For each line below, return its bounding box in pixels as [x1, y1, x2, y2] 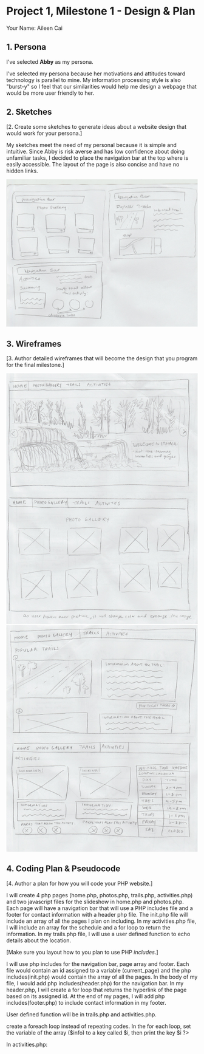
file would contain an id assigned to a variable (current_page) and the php [6, 967, 191, 974]
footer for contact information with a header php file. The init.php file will [6, 911, 188, 918]
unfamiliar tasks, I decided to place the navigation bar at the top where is [6, 154, 189, 162]
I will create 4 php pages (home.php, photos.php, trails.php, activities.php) [6, 891, 193, 898]
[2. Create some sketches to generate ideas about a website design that [6, 123, 187, 130]
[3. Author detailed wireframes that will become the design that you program [6, 355, 198, 362]
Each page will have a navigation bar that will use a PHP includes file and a [6, 904, 193, 912]
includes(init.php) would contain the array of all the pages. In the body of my [6, 973, 198, 980]
